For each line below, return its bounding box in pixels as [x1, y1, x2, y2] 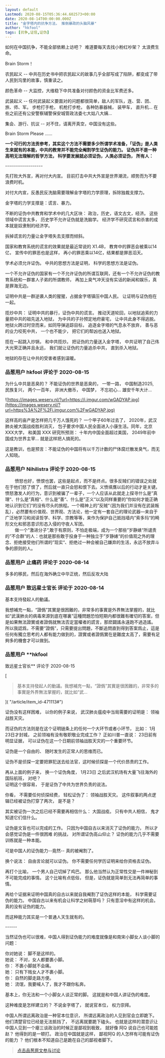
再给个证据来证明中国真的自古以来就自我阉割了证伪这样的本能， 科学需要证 [5, 892, 157, 897]
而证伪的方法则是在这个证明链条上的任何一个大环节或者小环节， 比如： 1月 [5, 726, 156, 732]
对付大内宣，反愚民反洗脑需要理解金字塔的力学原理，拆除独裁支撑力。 [5, 190, 147, 195]
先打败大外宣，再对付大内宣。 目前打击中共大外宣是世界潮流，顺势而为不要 [5, 173, 157, 179]
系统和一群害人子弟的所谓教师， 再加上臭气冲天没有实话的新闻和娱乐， [9, 277, 153, 282]
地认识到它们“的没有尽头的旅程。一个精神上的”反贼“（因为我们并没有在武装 [5, 502, 155, 508]
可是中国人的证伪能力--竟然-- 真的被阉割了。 [5, 848, 96, 854]
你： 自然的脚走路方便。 [5, 975, 54, 981]
